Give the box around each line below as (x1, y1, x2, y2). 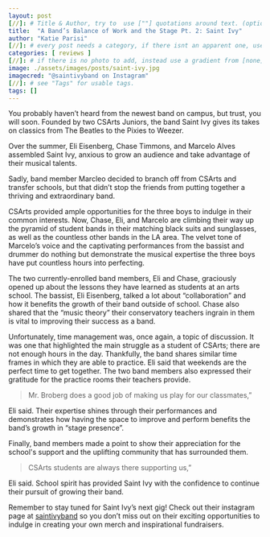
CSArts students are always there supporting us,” (27, 463, 192, 473)
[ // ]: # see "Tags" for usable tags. (8, 79, 135, 87)
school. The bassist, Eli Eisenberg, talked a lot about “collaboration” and (8, 291, 247, 300)
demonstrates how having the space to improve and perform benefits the (8, 415, 251, 424)
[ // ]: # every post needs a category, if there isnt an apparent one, (8, 42, 250, 50)
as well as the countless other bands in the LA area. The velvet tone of (8, 233, 242, 242)
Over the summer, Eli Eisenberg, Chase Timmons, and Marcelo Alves (8, 142, 235, 151)
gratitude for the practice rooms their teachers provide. (8, 375, 191, 385)
